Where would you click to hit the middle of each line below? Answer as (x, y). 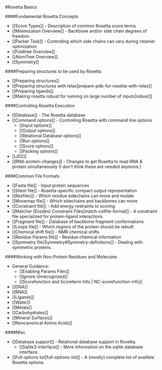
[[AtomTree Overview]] (35, 57)
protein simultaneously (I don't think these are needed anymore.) (77, 167)
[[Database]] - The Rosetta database (49, 115)
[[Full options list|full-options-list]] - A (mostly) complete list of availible (83, 357)
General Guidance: (31, 266)
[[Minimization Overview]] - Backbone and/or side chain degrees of (79, 31)
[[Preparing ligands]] (33, 91)
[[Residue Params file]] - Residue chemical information (66, 237)
